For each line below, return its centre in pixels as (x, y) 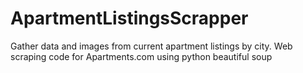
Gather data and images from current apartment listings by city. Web (151, 46)
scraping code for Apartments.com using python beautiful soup (141, 56)
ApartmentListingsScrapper (129, 18)
